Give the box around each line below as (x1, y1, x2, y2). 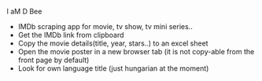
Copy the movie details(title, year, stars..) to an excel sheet (17, 39, 208, 48)
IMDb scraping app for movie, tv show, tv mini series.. (17, 22, 193, 31)
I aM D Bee (6, 7, 42, 16)
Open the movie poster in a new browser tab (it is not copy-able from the (17, 47, 255, 56)
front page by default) (17, 55, 90, 64)
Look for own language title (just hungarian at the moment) (17, 64, 209, 73)
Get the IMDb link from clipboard (17, 31, 124, 39)
